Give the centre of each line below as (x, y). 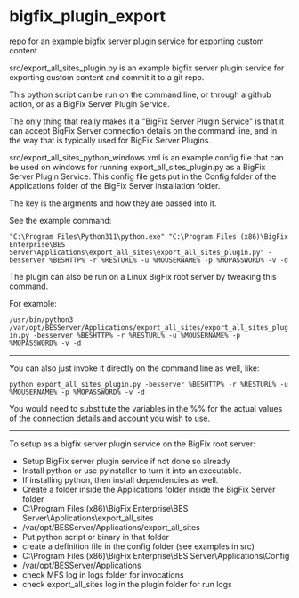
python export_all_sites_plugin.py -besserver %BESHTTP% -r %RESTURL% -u (149, 384)
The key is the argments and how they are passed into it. (113, 203)
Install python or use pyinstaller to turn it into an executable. (132, 471)
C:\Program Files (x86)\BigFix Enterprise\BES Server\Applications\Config (156, 555)
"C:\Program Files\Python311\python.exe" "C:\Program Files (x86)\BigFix (149, 237)
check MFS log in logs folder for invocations (103, 574)
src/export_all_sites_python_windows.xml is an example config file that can (147, 157)
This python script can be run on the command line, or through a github (140, 94)
